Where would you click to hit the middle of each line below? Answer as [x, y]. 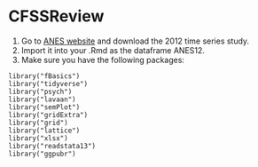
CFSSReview [56, 16]
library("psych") [40, 91]
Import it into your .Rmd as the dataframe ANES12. [113, 50]
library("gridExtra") [48, 115]
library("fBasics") [44, 76]
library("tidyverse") [48, 83]
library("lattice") [44, 131]
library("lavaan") [42, 99]
